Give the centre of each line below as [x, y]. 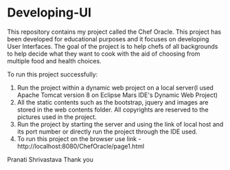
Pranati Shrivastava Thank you [50, 159]
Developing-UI [49, 13]
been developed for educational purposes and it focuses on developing [108, 39]
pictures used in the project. [57, 117]
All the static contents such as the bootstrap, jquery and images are [113, 102]
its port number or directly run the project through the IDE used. [107, 131]
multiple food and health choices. [54, 61]
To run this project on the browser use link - [79, 138]
